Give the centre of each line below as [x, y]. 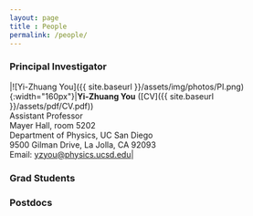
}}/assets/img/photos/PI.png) [189, 87]
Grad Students [42, 178]
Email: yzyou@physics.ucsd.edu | [72, 154]
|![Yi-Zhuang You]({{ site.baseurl [71, 87]
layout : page [34, 18]
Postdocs [31, 202]
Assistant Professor [47, 116]
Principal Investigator [58, 67]
